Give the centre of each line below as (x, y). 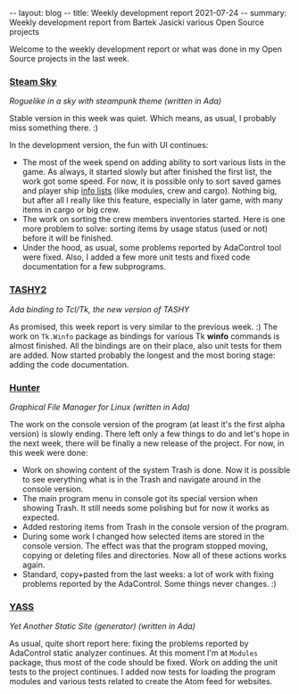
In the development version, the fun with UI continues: (109, 145)
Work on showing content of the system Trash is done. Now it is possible (156, 470)
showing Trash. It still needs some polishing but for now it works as (145, 508)
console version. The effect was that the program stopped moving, (145, 545)
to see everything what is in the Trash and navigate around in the (141, 479)
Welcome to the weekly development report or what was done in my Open (146, 49)
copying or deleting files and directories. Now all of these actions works (154, 555)
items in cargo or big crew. (71, 210)
